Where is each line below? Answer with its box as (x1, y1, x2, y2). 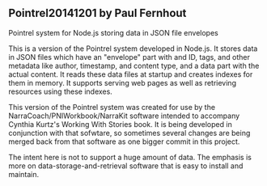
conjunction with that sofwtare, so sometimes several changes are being (8, 128, 251, 137)
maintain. (8, 169, 39, 179)
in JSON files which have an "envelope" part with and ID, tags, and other (8, 52, 251, 61)
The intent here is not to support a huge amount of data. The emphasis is (8, 152, 252, 162)
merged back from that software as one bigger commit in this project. (8, 137, 240, 146)
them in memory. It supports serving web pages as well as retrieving (8, 78, 237, 87)
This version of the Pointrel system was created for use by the (8, 102, 216, 112)
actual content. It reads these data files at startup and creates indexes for (8, 69, 253, 79)
